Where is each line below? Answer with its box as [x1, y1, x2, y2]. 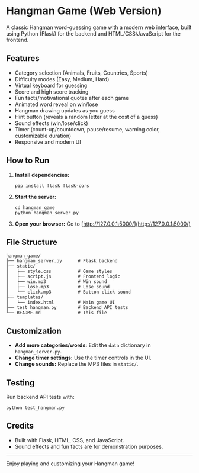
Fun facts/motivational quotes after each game [14, 94, 129, 101]
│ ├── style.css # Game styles [6, 268, 113, 275]
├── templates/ [6, 294, 44, 300]
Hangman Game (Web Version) [6, 4, 162, 18]
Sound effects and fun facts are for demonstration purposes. [14, 443, 163, 450]
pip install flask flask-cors [14, 182, 90, 189]
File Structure [6, 237, 57, 247]
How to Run [6, 156, 50, 166]
